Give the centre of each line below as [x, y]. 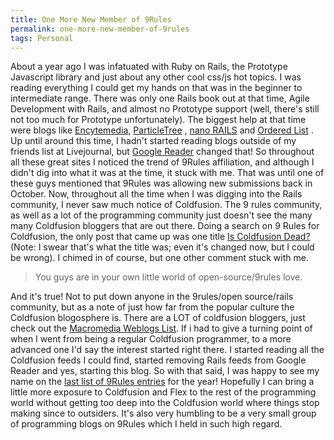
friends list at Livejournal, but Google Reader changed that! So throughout [162, 152]
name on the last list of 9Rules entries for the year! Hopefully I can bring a [162, 382]
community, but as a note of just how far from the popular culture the [152, 307]
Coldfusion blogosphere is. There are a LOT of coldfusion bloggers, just [158, 318]
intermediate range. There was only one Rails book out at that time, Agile [160, 98]
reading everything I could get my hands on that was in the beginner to [156, 88]
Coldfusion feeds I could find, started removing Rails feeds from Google [158, 360]
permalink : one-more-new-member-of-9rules [100, 29]
